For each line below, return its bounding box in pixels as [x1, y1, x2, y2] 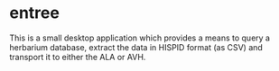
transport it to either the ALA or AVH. [9, 51, 146, 62]
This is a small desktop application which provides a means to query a [9, 32, 271, 43]
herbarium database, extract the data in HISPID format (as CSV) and [9, 41, 264, 52]
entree [9, 3, 60, 23]
